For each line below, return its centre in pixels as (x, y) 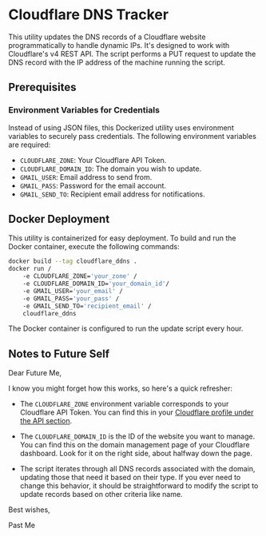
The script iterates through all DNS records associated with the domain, (137, 469)
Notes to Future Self (59, 353)
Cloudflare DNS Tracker (89, 15)
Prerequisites (42, 87)
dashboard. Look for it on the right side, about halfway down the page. (136, 454)
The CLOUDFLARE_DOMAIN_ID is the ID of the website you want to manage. (137, 436)
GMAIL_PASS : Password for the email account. (93, 185)
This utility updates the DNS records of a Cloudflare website (107, 37)
